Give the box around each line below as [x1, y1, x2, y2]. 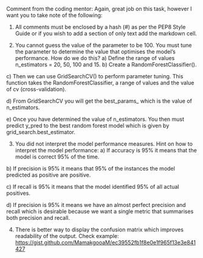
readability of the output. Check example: [15, 233, 120, 239]
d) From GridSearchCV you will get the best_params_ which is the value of [6, 97, 193, 104]
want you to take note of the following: [6, 12, 103, 19]
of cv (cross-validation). [6, 86, 67, 93]
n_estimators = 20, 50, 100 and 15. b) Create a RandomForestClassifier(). [15, 61, 197, 68]
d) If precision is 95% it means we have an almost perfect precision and [6, 202, 187, 208]
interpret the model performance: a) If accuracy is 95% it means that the [15, 147, 198, 154]
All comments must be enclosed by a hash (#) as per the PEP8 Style [15, 24, 186, 30]
